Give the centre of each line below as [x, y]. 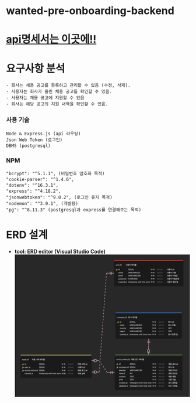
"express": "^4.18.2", [34, 191]
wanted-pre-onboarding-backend [90, 11]
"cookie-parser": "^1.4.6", [40, 179]
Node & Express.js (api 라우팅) [43, 134]
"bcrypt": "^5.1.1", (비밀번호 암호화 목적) [55, 173]
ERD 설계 [27, 235]
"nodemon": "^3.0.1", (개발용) [42, 203]
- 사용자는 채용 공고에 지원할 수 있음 [45, 98]
